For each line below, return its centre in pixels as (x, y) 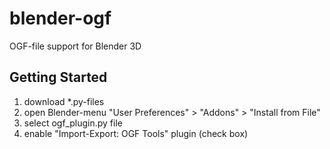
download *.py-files (64, 101)
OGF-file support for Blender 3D (75, 46)
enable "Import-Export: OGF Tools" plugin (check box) (136, 133)
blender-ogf (60, 18)
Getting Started (58, 77)
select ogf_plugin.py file (73, 123)
